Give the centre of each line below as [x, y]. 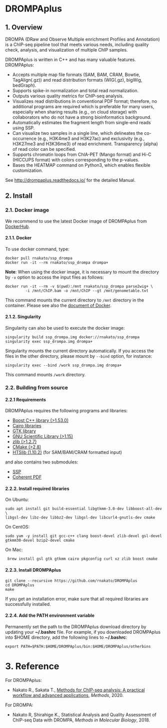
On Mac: [14, 550]
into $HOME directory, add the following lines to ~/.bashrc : [66, 637]
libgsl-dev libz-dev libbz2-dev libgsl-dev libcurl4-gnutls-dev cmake [80, 518]
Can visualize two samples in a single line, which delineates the [78, 133]
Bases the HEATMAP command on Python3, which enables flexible [81, 165]
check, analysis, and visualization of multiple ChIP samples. [66, 50]
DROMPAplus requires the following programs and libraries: [66, 411]
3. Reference [32, 666]
